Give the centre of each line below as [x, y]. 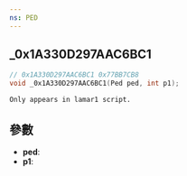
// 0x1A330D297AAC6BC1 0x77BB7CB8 [75, 75]
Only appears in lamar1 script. [70, 100]
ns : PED [24, 18]
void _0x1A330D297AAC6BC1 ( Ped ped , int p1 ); [94, 83]
